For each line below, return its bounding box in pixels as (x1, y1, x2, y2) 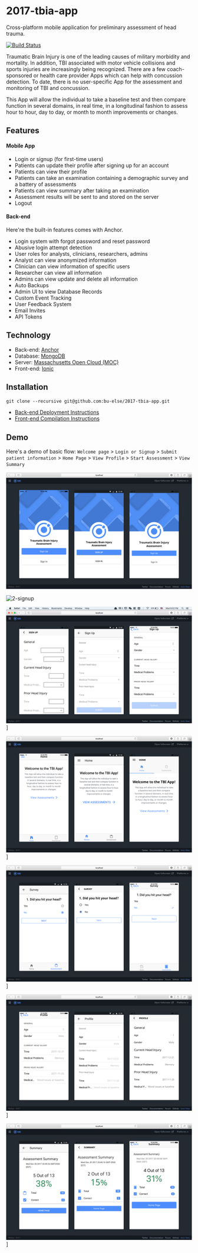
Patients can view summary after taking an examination (14, 187, 149, 194)
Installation (6, 382, 48, 392)
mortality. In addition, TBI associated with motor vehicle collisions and (6, 59, 176, 66)
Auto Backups (14, 281, 49, 288)
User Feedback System (14, 300, 72, 307)
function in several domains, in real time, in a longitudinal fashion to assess (6, 102, 188, 109)
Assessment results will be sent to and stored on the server (14, 193, 159, 200)
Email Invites (14, 307, 46, 314)
